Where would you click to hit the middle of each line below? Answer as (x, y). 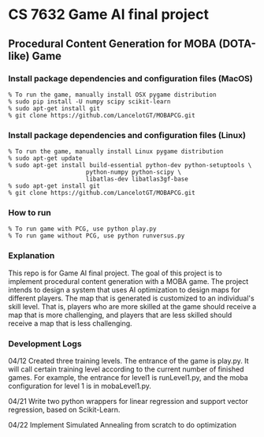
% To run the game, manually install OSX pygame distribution (112, 95)
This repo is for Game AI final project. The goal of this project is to (115, 273)
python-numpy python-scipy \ (133, 172)
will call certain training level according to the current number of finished (126, 369)
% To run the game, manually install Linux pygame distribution (116, 151)
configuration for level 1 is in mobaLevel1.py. (80, 386)
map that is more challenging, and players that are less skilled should (120, 315)
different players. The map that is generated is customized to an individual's (131, 298)
